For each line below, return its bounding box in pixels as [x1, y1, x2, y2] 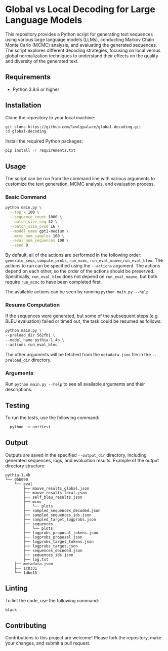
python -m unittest [10, 425, 51, 430]
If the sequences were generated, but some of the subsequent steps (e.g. [5, 313, 159, 319]
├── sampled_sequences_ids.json [23, 512, 92, 518]
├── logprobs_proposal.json [23, 534, 82, 540]
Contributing [5, 621, 47, 630]
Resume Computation [5, 301, 60, 309]
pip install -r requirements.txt [5, 148, 76, 153]
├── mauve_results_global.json [23, 486, 90, 491]
